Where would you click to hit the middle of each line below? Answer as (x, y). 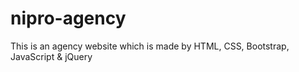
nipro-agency (68, 18)
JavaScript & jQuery (51, 56)
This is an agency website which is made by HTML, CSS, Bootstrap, (150, 46)
